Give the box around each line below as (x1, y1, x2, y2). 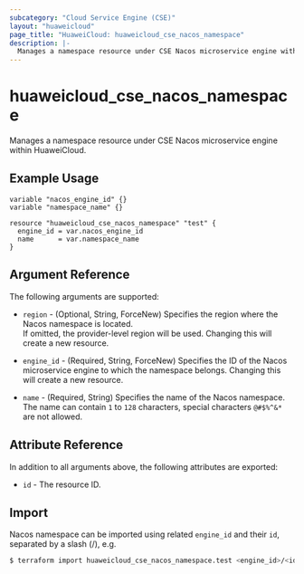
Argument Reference (9, 267, 130, 282)
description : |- (9, 38, 71, 48)
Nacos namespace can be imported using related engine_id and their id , (9, 529, 280, 540)
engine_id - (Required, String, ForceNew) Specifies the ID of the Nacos (22, 355, 288, 366)
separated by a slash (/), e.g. (9, 539, 117, 550)
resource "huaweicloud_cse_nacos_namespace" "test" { (9, 218, 217, 227)
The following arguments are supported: (9, 291, 160, 301)
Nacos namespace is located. (22, 318, 134, 329)
